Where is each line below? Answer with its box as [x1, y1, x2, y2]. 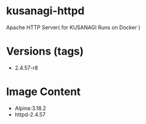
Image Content [6, 85, 81, 98]
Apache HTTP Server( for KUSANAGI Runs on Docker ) [6, 24, 141, 31]
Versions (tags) [6, 44, 84, 58]
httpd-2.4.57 [14, 111, 46, 118]
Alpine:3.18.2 [14, 104, 46, 112]
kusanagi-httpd [6, 4, 85, 18]
